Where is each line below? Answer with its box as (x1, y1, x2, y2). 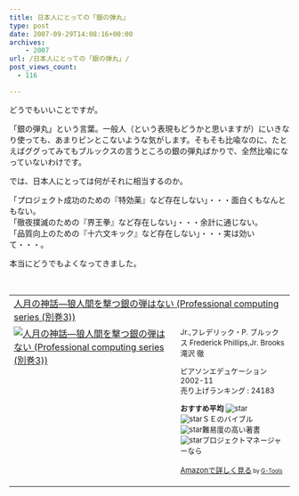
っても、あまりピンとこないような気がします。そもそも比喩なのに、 (24, 134, 272, 145)
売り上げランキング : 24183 (180, 385, 275, 395)
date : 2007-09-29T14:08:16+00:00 (9, 29, 133, 38)
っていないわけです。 (9, 157, 86, 167)
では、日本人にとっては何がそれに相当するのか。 (9, 175, 189, 186)
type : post (9, 21, 50, 30)
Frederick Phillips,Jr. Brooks (190, 337, 285, 347)
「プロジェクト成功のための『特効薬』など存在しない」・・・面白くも (9, 194, 263, 205)
